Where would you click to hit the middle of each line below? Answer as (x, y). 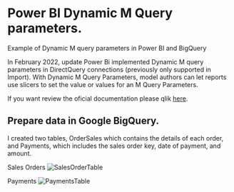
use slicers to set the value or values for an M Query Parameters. (103, 84)
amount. (20, 153)
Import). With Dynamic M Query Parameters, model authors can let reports (117, 77)
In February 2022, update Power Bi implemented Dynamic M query (106, 61)
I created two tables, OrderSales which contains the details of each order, (116, 138)
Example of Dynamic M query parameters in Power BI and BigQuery (107, 48)
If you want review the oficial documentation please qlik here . (98, 98)
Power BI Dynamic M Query (90, 13)
